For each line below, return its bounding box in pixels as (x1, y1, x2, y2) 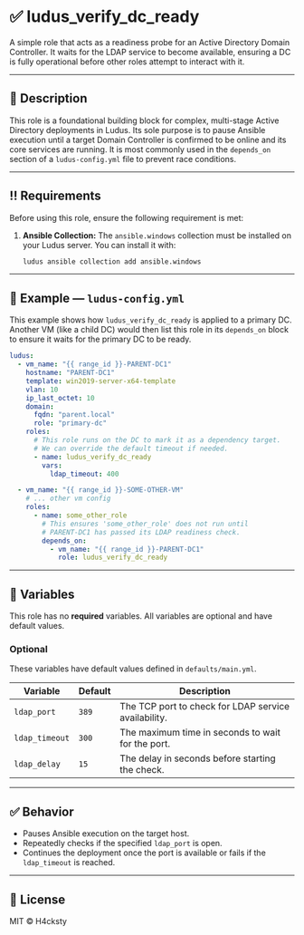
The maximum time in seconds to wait (119, 727, 280, 739)
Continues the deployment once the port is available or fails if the (22, 847, 267, 858)
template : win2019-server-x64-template (25, 376, 176, 386)
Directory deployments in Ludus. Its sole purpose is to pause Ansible (9, 124, 266, 135)
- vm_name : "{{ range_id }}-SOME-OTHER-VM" (17, 486, 184, 495)
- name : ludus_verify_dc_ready (33, 452, 152, 461)
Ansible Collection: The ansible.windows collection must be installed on (22, 229, 292, 241)
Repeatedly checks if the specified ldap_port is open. (22, 838, 223, 849)
